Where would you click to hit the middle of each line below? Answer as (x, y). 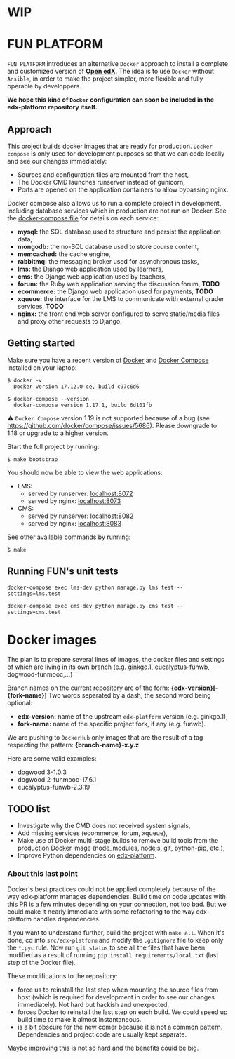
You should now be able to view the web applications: (85, 472)
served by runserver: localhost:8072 (80, 493)
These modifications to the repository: (62, 975)
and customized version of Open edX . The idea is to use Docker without (110, 72)
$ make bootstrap (33, 459)
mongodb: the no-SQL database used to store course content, (108, 246)
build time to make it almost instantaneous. (79, 1019)
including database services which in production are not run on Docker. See (117, 211)
